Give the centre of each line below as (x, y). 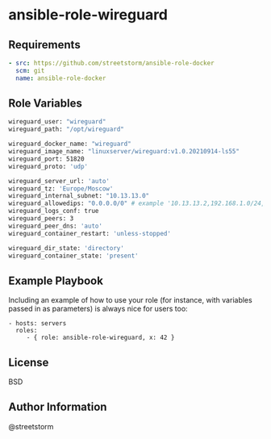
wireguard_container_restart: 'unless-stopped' (90, 233)
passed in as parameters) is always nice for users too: (98, 309)
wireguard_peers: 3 (41, 219)
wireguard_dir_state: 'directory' (67, 248)
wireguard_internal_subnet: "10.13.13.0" (79, 196)
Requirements (44, 45)
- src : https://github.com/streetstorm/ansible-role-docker (112, 63)
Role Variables (45, 104)
